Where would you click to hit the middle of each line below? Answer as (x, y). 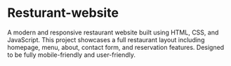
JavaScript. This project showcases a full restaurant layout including (106, 39)
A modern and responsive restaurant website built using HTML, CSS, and (113, 32)
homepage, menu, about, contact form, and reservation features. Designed (116, 47)
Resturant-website (63, 13)
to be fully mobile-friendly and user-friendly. (71, 55)
